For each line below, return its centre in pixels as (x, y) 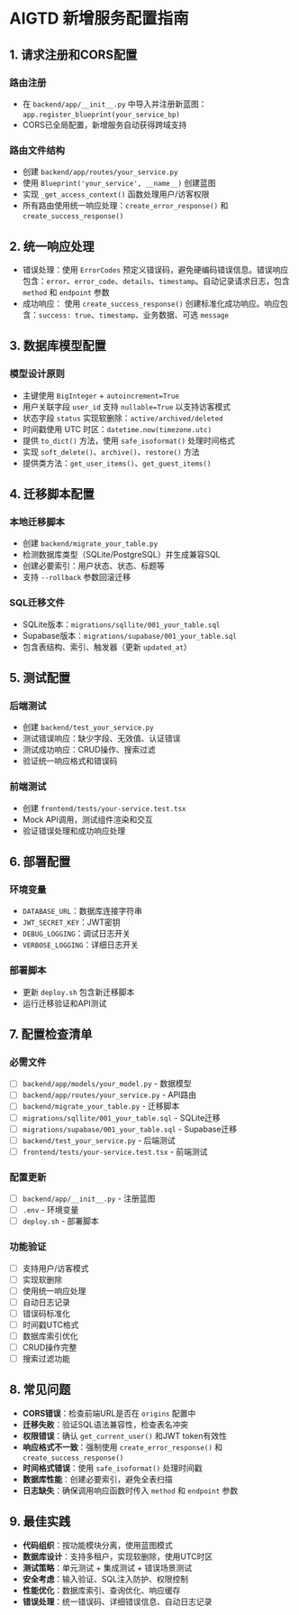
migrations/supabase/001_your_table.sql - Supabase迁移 (130, 1129)
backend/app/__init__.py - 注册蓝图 (89, 1199)
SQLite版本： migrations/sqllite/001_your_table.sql (121, 624)
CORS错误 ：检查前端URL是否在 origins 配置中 (109, 1413)
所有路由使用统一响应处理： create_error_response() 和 (125, 206)
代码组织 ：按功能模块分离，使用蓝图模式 (97, 1545)
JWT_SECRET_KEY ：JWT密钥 (71, 922)
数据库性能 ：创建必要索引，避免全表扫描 (97, 1479)
